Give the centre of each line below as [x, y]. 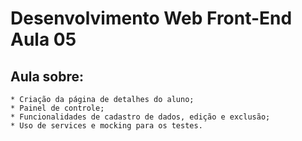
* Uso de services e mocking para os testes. [106, 126]
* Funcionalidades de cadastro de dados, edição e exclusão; [140, 117]
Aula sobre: [47, 76]
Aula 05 [43, 39]
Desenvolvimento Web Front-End [151, 18]
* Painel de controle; [57, 108]
